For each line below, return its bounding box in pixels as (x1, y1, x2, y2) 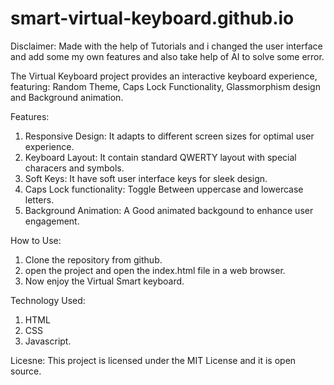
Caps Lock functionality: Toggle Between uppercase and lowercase (24, 183, 304, 195)
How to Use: (10, 234, 62, 246)
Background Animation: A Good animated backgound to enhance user (24, 204, 314, 216)
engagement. (24, 215, 80, 227)
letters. (24, 193, 55, 206)
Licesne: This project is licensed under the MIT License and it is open (10, 354, 297, 366)
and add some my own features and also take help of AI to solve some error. (10, 50, 325, 62)
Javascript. (24, 335, 72, 347)
